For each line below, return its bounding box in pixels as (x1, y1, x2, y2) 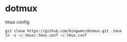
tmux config (5, 19, 30, 25)
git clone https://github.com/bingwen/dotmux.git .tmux (5, 28, 122, 33)
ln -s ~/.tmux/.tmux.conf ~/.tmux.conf (5, 33, 87, 38)
